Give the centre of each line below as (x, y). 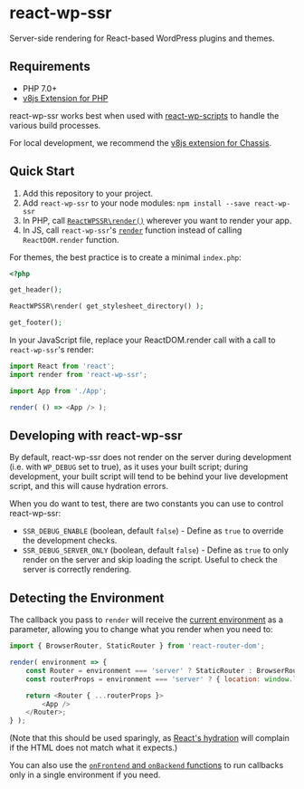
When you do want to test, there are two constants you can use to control (147, 504)
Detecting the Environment (87, 597)
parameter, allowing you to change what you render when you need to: (141, 630)
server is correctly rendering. (77, 570)
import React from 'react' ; (62, 366)
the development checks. (70, 541)
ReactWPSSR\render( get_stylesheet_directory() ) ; (107, 306)
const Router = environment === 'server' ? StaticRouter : (139, 670)
